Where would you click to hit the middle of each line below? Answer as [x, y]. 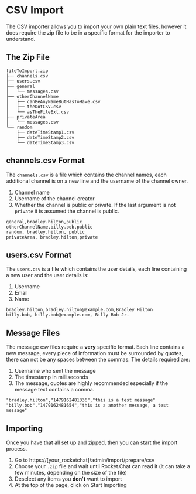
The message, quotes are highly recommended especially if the [91, 383]
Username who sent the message [55, 371]
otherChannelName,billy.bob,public [49, 227]
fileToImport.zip [27, 71]
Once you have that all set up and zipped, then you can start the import [92, 442]
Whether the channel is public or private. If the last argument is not [95, 205]
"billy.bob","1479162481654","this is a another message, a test [87, 406]
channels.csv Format [45, 161]
